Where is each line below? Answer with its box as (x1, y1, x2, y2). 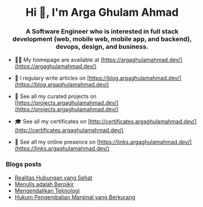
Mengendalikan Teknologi (14, 187, 80, 194)
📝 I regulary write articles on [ (14, 74, 89, 82)
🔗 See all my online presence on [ (14, 138, 99, 146)
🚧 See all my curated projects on (14, 93, 97, 100)
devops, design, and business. (55, 43, 149, 51)
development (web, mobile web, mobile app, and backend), (12, 35, 192, 43)
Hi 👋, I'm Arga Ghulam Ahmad (25, 5, 179, 19)
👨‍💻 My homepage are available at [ (14, 56, 103, 63)
